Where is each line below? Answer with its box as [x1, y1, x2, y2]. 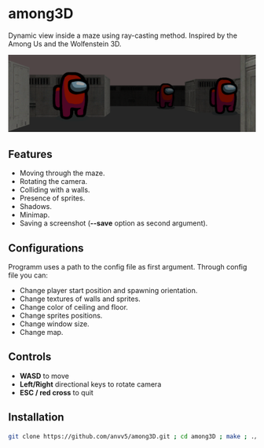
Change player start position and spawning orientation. [19, 286, 198, 296]
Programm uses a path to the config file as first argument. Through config [8, 263, 247, 272]
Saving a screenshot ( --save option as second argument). [19, 218, 208, 228]
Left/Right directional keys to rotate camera [19, 379, 162, 389]
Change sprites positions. [19, 311, 103, 321]
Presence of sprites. [19, 193, 86, 203]
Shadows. [19, 202, 53, 211]
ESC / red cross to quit [19, 387, 94, 397]
